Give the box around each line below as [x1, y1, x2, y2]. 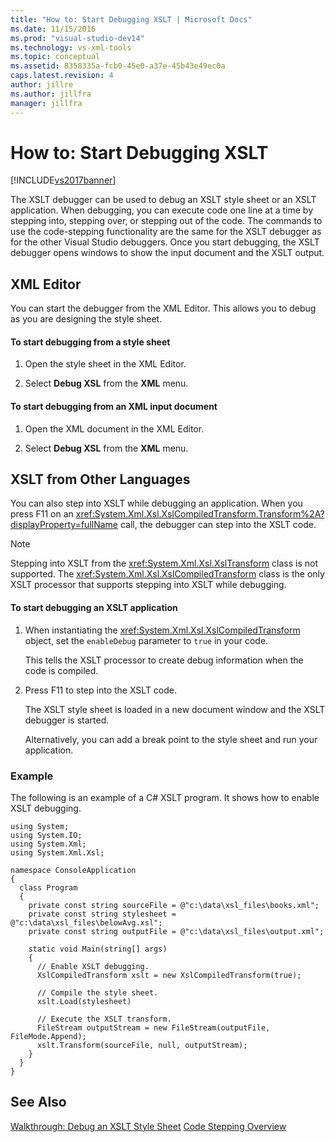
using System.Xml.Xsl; [10, 847, 105, 858]
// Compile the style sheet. [36, 987, 159, 998]
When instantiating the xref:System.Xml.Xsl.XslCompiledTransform [24, 624, 301, 636]
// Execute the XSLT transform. [36, 1014, 172, 1024]
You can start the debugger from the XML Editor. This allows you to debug [10, 302, 317, 315]
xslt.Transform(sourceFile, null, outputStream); [36, 1040, 248, 1050]
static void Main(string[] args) [28, 944, 168, 954]
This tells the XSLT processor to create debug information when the [24, 654, 304, 666]
